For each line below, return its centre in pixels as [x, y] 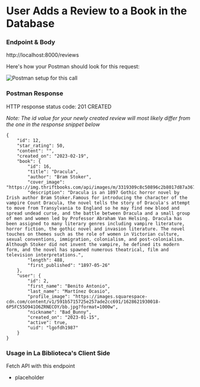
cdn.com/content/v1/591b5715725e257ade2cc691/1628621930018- [84, 301]
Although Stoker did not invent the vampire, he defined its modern [93, 244]
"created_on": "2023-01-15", [64, 317]
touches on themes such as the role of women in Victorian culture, [93, 234]
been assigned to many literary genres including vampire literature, [96, 224]
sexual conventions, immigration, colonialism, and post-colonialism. [96, 239]
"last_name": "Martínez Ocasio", [69, 291]
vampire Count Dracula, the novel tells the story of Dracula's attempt [98, 203]
